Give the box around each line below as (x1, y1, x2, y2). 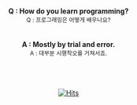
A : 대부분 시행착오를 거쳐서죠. (29, 49, 108, 57)
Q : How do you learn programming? (8, 6, 129, 16)
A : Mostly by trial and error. (21, 40, 116, 49)
